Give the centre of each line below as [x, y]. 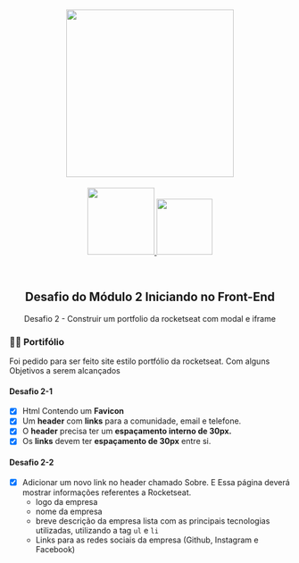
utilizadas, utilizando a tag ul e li [97, 530]
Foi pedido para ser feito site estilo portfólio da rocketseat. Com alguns [140, 361]
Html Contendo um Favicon [73, 411]
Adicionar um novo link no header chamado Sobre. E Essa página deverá [156, 482]
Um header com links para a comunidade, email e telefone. [132, 421]
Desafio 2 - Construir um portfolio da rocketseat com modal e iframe [150, 318]
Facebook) [55, 549]
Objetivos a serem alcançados [65, 371]
